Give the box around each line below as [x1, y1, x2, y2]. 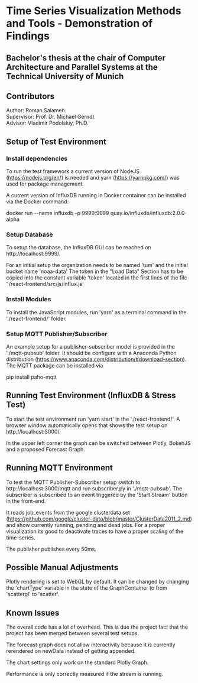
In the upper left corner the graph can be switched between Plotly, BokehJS [6, 439, 191, 447]
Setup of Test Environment [6, 136, 106, 147]
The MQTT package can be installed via [6, 362, 103, 369]
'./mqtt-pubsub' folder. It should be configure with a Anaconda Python [6, 349, 177, 356]
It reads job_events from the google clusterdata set [6, 509, 130, 516]
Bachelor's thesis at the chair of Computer [6, 53, 165, 63]
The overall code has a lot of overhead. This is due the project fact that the [6, 623, 188, 630]
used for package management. [6, 180, 84, 187]
